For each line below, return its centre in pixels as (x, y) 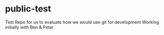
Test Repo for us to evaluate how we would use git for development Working (82, 22)
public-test (28, 9)
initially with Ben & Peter (29, 27)
